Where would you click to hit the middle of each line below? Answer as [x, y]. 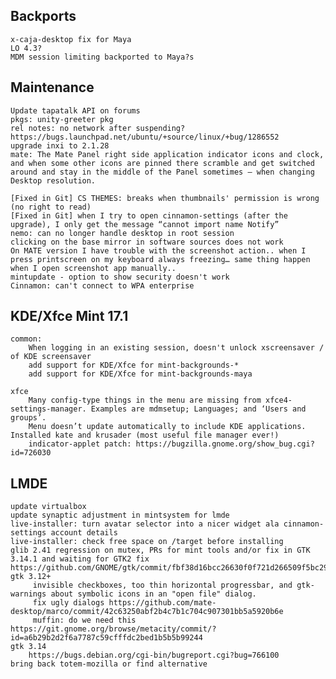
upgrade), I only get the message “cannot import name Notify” [145, 224]
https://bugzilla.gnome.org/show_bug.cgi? [225, 444]
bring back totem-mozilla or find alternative [109, 664]
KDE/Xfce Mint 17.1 [69, 316]
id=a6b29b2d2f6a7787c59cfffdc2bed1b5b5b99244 [106, 638]
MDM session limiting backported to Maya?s [102, 57]
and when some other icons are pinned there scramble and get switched [162, 163]
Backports [43, 16]
